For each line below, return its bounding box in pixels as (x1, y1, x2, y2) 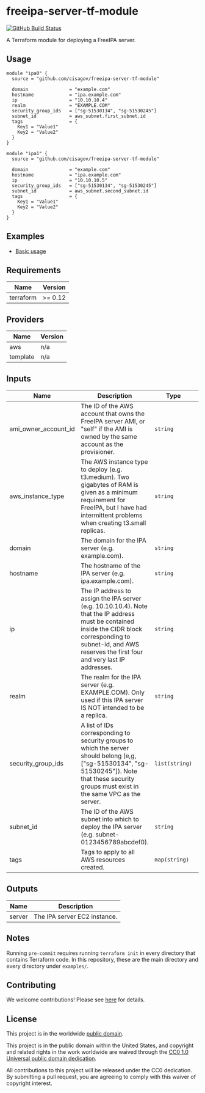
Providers (6, 314, 45, 324)
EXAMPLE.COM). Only (81, 689, 145, 696)
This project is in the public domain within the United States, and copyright (6, 1042, 194, 1049)
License (6, 1014, 37, 1024)
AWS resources (81, 855, 125, 864)
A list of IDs (81, 721, 114, 729)
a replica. (81, 711, 107, 719)
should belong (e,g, (81, 751, 137, 760)
